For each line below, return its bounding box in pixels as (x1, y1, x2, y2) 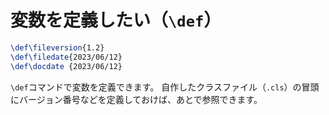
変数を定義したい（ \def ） (10, 9, 222, 32)
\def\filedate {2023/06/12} (10, 52, 123, 62)
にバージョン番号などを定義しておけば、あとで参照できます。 (10, 93, 263, 105)
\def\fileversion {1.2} (10, 42, 105, 53)
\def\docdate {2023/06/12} (10, 61, 123, 71)
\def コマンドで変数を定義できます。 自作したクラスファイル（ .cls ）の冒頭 (10, 81, 320, 93)
